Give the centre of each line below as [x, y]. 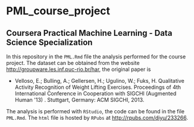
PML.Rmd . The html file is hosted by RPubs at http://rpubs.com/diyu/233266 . [97, 118]
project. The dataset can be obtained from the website [73, 63]
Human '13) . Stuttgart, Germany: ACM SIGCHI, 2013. [79, 100]
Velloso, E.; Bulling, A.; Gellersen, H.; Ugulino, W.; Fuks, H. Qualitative [99, 81]
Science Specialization [49, 42]
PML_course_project [58, 11]
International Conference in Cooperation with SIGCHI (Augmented [96, 93]
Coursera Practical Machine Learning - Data [89, 33]
